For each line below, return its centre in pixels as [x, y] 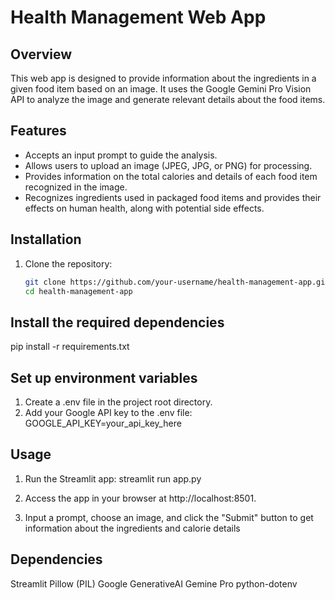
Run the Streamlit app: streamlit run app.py [113, 478]
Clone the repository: [68, 263]
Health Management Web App [138, 17]
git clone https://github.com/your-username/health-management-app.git [177, 282]
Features [38, 131]
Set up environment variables [104, 377]
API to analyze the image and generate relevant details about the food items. [168, 99]
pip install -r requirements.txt [70, 347]
